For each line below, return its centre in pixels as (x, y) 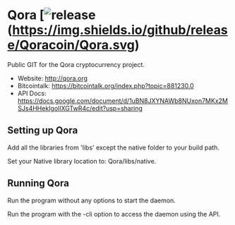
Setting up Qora (43, 130)
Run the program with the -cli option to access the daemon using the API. (114, 214)
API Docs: (32, 93)
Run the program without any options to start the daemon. (92, 200)
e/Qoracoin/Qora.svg (71, 45)
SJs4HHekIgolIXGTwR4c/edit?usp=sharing (80, 108)
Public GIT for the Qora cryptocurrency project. (76, 64)
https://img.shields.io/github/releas (120, 30)
